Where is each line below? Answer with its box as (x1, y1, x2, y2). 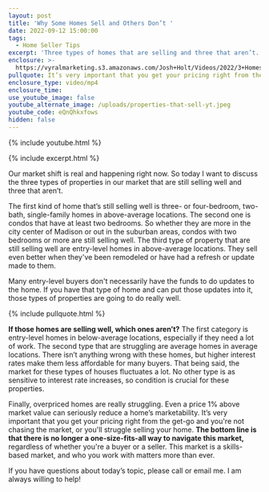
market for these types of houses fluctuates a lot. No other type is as (8, 366, 236, 376)
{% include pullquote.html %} (8, 309, 106, 318)
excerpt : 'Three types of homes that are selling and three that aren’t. (8, 49, 260, 57)
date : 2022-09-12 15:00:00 (8, 26, 98, 34)
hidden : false (8, 116, 56, 124)
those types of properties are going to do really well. (8, 293, 182, 302)
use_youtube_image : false (8, 94, 94, 102)
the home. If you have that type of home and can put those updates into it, (8, 285, 254, 294)
